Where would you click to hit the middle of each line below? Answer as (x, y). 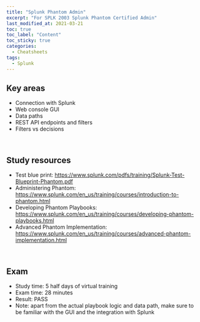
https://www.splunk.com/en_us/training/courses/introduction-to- (97, 194)
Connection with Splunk (45, 103)
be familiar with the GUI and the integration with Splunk (85, 312)
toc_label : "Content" (34, 35)
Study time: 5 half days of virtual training (66, 286)
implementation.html (41, 240)
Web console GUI (37, 109)
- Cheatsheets (30, 52)
